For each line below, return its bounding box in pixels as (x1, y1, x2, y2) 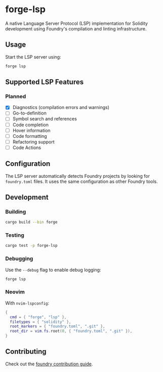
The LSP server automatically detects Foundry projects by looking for (5, 173, 150, 179)
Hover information (12, 127, 51, 133)
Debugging (5, 255, 33, 262)
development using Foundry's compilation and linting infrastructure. (5, 25, 147, 31)
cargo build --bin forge (5, 219, 58, 225)
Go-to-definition (12, 110, 47, 116)
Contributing (5, 347, 47, 356)
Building (5, 208, 26, 215)
